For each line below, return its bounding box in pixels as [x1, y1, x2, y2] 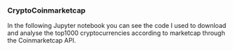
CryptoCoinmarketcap [7, 6, 86, 15]
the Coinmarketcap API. [7, 36, 76, 45]
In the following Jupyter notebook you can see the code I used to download [7, 22, 227, 30]
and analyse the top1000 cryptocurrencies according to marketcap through [7, 29, 225, 37]
